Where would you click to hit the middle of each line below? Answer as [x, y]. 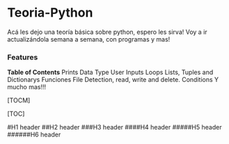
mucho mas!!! [27, 87]
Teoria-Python [50, 13]
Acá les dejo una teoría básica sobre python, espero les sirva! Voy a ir [107, 32]
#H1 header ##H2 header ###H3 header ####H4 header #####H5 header [114, 127]
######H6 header [34, 135]
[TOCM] [19, 100]
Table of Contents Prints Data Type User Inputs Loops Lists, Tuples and [110, 72]
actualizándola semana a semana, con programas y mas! [89, 39]
